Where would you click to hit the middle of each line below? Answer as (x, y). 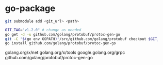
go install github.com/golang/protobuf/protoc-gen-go (61, 43)
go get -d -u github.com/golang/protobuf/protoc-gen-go (63, 34)
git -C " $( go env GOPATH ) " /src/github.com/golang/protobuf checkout (76, 39)
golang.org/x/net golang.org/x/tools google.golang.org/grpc (65, 52)
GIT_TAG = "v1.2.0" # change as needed (43, 30)
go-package (30, 8)
